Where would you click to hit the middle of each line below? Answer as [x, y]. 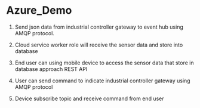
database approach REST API [51, 69]
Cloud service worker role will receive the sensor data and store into [99, 45]
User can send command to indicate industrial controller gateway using [102, 81]
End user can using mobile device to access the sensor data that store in [104, 63]
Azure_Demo [39, 10]
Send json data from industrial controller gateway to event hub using [99, 27]
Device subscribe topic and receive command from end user [89, 98]
